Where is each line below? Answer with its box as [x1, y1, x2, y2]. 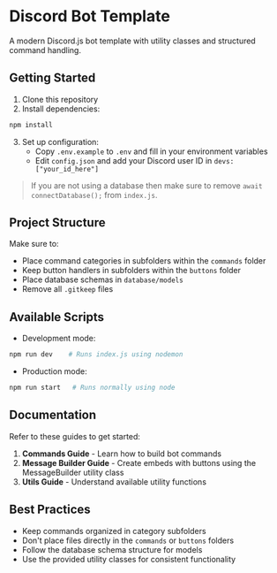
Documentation [9, 408, 97, 423]
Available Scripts [9, 309, 104, 325]
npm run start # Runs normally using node [9, 383, 176, 393]
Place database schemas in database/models [21, 274, 183, 285]
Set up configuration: [21, 136, 100, 147]
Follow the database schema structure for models [21, 544, 203, 554]
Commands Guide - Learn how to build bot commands [21, 448, 222, 459]
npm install [9, 120, 53, 129]
